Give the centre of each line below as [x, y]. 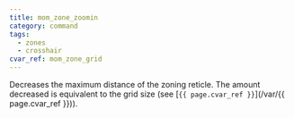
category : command [44, 26]
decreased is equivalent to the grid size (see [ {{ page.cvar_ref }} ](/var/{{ [147, 94]
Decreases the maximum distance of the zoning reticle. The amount [135, 84]
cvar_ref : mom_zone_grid [56, 59]
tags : [19, 34]
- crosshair [40, 51]
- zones [32, 42]
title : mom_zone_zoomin [54, 17]
